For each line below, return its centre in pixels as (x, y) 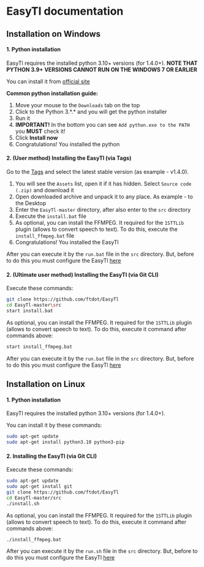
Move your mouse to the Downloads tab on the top (77, 105)
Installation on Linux (46, 384)
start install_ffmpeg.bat (39, 347)
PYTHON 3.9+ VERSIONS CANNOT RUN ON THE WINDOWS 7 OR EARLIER (102, 69)
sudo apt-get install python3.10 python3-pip (65, 442)
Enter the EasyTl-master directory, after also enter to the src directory (103, 209)
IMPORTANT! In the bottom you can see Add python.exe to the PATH (102, 124)
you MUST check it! (40, 131)
